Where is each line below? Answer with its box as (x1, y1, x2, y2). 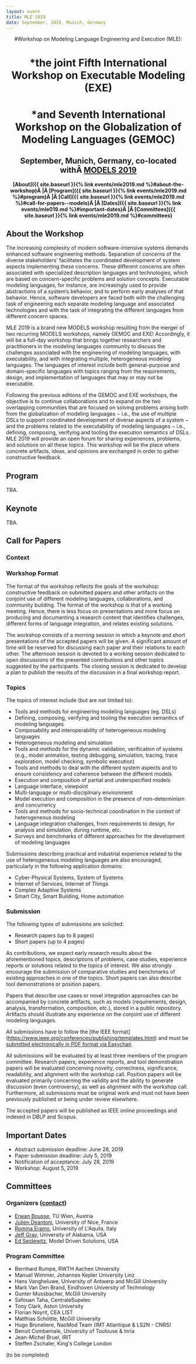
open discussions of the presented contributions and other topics (6, 656, 164, 663)
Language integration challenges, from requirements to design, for (14, 820, 175, 827)
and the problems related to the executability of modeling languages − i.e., (6, 423, 185, 430)
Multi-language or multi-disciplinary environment (14, 789, 133, 796)
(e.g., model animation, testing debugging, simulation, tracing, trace (14, 751, 178, 758)
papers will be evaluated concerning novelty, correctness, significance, (6, 1064, 178, 1072)
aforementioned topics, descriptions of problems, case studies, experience (6, 956, 187, 963)
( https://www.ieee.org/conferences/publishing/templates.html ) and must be (6, 1035, 188, 1042)
